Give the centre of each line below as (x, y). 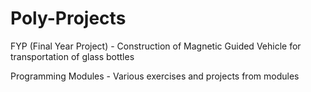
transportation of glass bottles (72, 56)
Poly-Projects (68, 18)
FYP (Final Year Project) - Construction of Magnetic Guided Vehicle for (156, 46)
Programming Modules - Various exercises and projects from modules (155, 76)
